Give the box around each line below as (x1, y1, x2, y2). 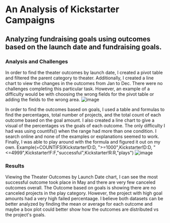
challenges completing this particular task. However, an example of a (5, 86, 150, 92)
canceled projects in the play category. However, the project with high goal (5, 190, 163, 197)
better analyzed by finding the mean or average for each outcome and (5, 201, 153, 207)
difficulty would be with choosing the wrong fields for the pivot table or (5, 91, 154, 97)
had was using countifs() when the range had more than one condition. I (5, 128, 157, 134)
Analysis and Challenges (5, 58, 68, 65)
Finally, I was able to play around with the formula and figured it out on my (5, 138, 161, 145)
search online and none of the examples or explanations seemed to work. (5, 133, 159, 140)
